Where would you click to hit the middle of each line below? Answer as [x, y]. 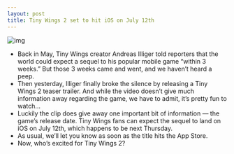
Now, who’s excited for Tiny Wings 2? [71, 143]
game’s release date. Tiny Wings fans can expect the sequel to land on [119, 120]
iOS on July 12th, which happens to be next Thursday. [95, 128]
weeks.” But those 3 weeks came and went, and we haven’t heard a [115, 69]
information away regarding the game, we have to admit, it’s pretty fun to [122, 98]
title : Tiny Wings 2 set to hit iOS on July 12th [81, 20]
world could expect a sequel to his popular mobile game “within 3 [111, 61]
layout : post [26, 14]
